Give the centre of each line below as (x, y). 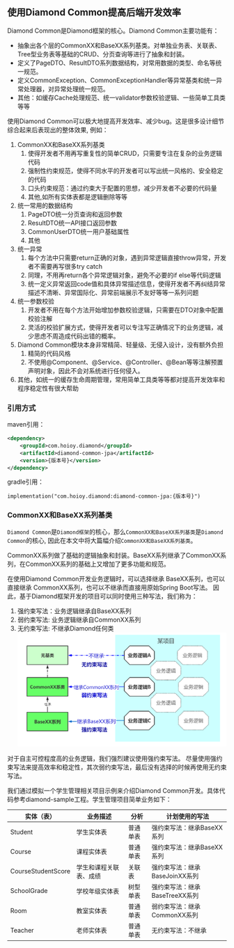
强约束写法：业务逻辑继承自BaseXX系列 (75, 610)
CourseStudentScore (40, 871)
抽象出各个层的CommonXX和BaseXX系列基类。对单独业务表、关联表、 (119, 45)
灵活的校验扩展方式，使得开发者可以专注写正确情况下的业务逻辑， (122, 327)
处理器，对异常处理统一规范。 (66, 88)
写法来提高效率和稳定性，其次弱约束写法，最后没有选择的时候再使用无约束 (120, 767)
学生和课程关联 (98, 867)
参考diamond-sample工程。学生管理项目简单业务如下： (92, 800)
